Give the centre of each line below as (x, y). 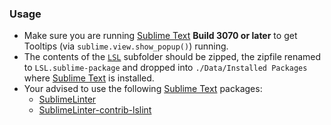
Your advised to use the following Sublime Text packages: (143, 89)
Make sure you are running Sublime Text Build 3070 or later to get (160, 36)
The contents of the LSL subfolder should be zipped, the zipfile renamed (172, 57)
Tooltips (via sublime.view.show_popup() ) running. (126, 46)
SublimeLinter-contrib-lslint (95, 110)
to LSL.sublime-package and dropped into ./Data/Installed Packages (165, 68)
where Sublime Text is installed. (89, 78)
